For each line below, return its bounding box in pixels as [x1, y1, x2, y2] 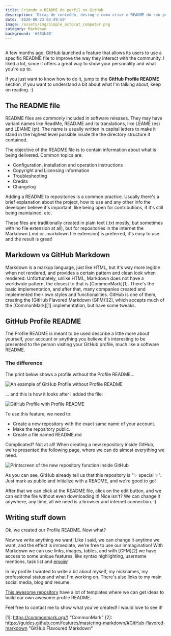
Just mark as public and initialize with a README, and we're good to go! [5, 478, 156, 484]
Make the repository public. [12, 426, 71, 432]
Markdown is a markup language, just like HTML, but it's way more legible [5, 264, 160, 271]
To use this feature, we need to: [5, 410, 72, 417]
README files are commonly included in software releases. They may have [5, 115, 163, 121]
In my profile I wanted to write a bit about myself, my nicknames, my [5, 568, 149, 574]
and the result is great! [5, 236, 52, 242]
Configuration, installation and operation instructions [12, 162, 123, 168]
